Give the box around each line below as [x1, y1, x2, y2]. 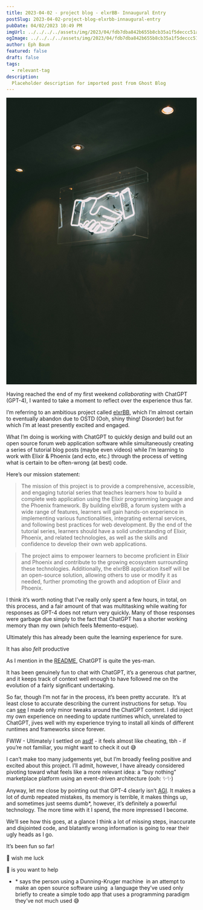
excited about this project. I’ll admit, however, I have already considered [6, 762, 185, 769]
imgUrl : [6, 29, 26, 35]
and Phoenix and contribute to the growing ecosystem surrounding [21, 558, 188, 566]
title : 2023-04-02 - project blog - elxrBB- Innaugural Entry [6, 10, 166, 16]
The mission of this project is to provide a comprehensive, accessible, [21, 482, 195, 490]
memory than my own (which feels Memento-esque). [6, 622, 139, 629]
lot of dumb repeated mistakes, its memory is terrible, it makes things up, [6, 793, 188, 800]
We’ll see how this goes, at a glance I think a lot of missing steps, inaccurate [6, 818, 196, 825]
